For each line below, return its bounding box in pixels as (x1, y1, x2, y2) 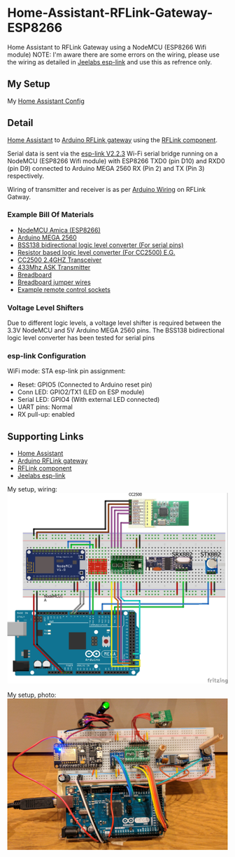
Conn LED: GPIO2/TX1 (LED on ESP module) (17, 388, 145, 396)
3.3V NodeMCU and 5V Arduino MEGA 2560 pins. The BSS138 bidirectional (7, 326, 225, 335)
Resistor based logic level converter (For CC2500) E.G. (17, 248, 176, 256)
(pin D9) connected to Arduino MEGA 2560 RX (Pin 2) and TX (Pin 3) (7, 164, 205, 172)
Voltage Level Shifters (7, 302, 84, 312)
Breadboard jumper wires (17, 278, 91, 286)
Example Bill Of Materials (7, 210, 94, 220)
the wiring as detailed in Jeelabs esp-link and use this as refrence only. (7, 57, 213, 66)
